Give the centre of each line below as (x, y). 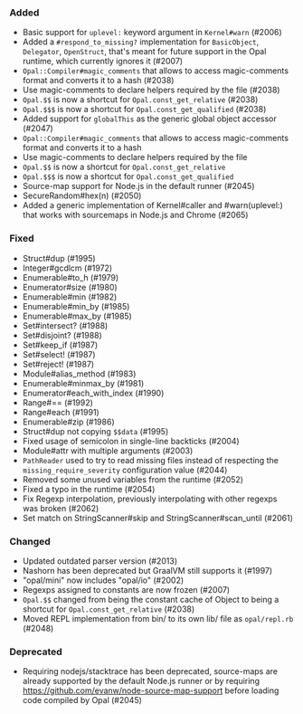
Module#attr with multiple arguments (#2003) (108, 451)
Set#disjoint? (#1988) (62, 335)
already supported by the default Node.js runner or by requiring (141, 681)
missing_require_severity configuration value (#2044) (125, 470)
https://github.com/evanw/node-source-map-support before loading (151, 690)
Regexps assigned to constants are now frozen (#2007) (126, 589)
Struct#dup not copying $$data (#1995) (95, 431)
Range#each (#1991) (61, 412)
